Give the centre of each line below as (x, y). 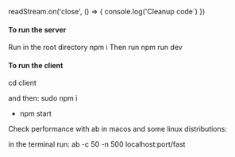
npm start (35, 113)
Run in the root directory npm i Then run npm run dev (95, 48)
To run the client (36, 65)
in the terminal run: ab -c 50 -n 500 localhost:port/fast (97, 144)
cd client (23, 83)
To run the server (37, 29)
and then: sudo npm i (43, 98)
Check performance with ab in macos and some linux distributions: (118, 129)
